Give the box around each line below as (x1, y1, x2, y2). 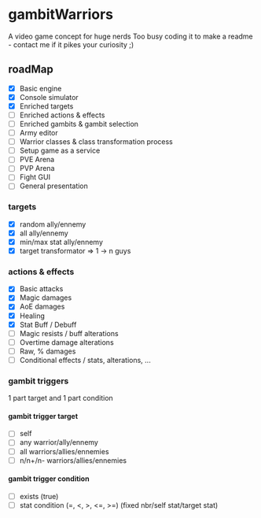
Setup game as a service (19, 146, 101, 155)
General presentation (19, 181, 89, 191)
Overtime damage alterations (19, 337, 114, 347)
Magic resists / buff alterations (19, 328, 119, 338)
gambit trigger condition (8, 474, 90, 483)
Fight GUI (19, 172, 51, 182)
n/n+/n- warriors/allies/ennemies (19, 455, 127, 465)
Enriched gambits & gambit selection (19, 120, 139, 128)
